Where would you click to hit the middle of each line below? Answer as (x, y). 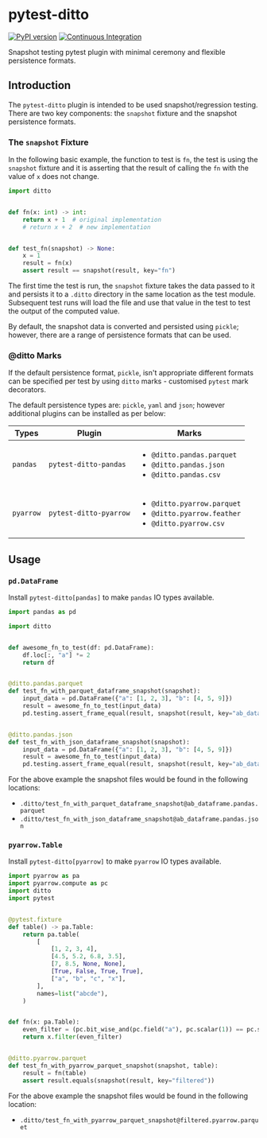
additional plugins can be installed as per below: (87, 414)
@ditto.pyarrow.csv (188, 524)
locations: (24, 788)
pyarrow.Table (35, 845)
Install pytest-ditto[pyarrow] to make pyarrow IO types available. (115, 861)
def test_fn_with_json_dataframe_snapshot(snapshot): (99, 742)
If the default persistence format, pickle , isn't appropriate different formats (131, 373)
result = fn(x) (48, 263)
